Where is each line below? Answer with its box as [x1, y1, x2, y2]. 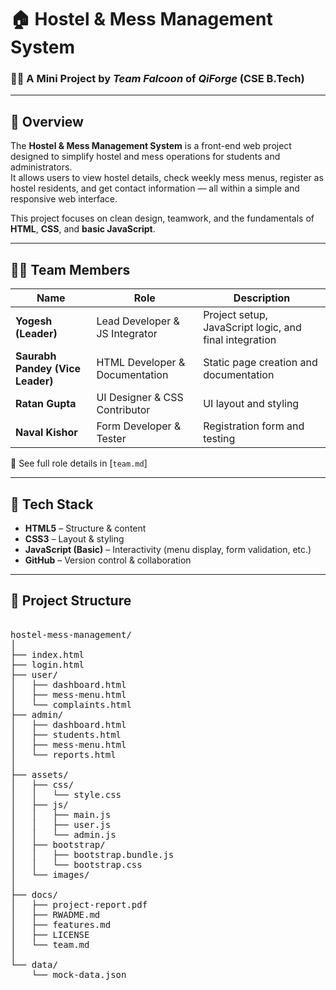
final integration [203, 333, 277, 347]
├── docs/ [10, 889, 58, 900]
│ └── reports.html [10, 749, 117, 760]
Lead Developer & [96, 314, 180, 328]
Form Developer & [96, 419, 182, 433]
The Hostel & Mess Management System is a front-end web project [10, 140, 292, 152]
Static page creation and [203, 356, 318, 370]
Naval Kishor [15, 426, 78, 440]
